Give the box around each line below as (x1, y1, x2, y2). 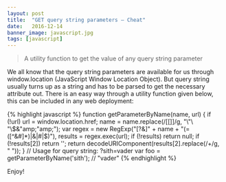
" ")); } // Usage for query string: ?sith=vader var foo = (7, 147, 161, 155)
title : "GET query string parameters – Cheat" (7, 16, 146, 23)
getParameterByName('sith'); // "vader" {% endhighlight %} (7, 154, 177, 162)
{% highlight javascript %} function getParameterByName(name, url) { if (7, 111, 212, 119)
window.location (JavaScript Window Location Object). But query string (7, 75, 210, 83)
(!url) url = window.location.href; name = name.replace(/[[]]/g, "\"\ (7, 117, 194, 126)
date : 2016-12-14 (7, 23, 63, 30)
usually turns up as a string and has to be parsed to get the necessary (7, 82, 205, 91)
